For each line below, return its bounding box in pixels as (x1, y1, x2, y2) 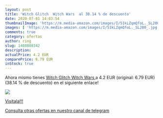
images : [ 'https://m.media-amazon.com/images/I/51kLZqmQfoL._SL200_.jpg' (5, 25, 160, 30)
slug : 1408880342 (5, 43, 40, 48)
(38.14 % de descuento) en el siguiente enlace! (5, 80, 99, 85)
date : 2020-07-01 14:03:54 (5, 16, 60, 21)
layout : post (5, 7, 32, 12)
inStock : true (5, 61, 34, 66)
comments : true (5, 30, 36, 34)
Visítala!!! (5, 98, 23, 104)
